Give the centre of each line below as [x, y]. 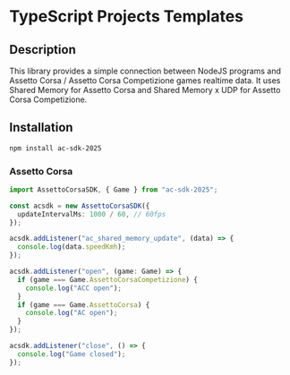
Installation [41, 128]
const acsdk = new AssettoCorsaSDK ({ [80, 206]
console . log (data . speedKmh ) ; [72, 247]
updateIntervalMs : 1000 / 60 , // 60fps [92, 214]
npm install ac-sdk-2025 [55, 148]
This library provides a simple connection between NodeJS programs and [145, 71]
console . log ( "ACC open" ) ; [74, 288]
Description [43, 50]
